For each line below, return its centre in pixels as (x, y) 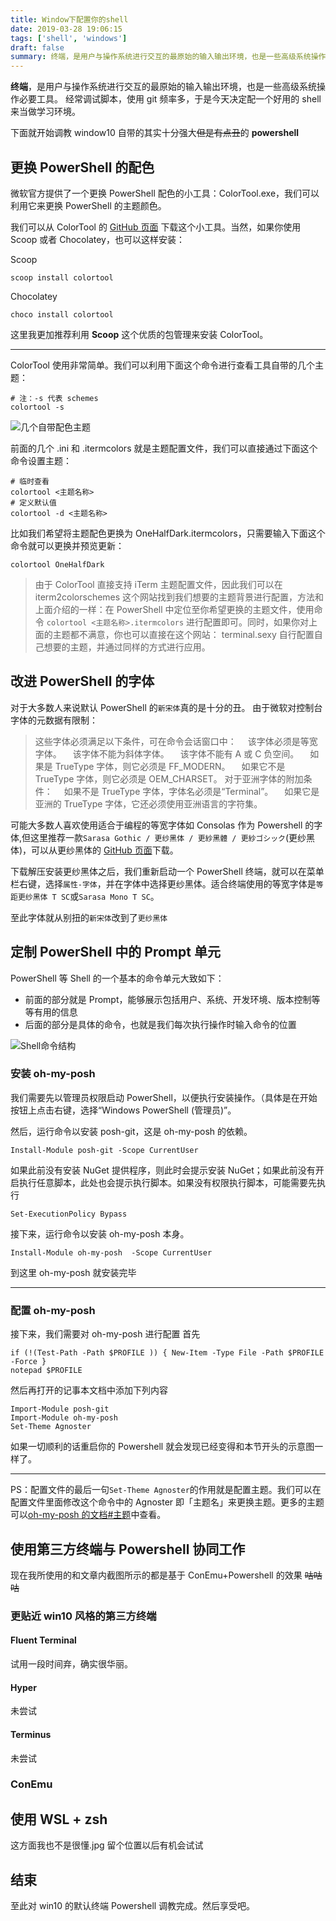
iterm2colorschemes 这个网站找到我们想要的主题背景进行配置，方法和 (179, 597)
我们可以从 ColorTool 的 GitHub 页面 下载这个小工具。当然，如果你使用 (156, 227)
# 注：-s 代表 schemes (54, 398)
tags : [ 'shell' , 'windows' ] (69, 38)
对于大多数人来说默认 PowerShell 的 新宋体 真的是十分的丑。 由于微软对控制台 (166, 707)
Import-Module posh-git (60, 1409)
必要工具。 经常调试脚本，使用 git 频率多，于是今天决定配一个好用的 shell (170, 99)
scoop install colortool (62, 277)
